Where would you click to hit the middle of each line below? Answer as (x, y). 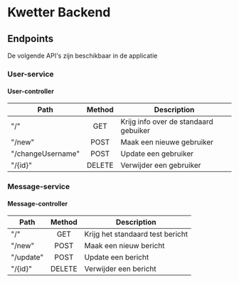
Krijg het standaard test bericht (136, 234)
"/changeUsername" (46, 154)
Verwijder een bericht (120, 269)
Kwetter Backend (59, 12)
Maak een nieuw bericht (124, 246)
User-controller (31, 91)
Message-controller (38, 203)
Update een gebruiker (157, 154)
